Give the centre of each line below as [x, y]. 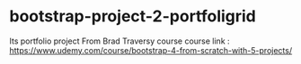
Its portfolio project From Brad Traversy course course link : [120, 41]
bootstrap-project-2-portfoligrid [133, 16]
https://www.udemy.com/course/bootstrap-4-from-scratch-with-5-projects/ [151, 50]
